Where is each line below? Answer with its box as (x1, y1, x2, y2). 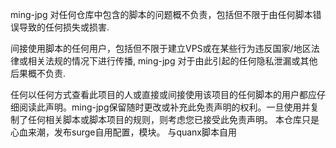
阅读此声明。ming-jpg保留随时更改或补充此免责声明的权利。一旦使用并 (18, 101, 311, 113)
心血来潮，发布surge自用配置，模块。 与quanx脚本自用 (10, 126, 238, 138)
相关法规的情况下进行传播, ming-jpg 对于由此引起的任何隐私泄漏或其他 (27, 55, 318, 67)
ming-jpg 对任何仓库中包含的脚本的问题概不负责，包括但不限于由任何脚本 (10, 9, 313, 20)
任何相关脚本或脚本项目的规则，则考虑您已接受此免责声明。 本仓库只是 (27, 114, 320, 125)
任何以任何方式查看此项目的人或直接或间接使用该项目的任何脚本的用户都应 (10, 89, 317, 100)
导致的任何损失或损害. (18, 21, 110, 33)
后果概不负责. (10, 68, 67, 79)
